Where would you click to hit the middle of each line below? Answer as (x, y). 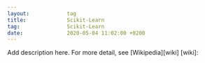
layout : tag (42, 13)
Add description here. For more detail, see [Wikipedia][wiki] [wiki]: (103, 53)
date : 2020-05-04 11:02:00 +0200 (76, 33)
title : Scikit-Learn (56, 20)
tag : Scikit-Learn (56, 26)
